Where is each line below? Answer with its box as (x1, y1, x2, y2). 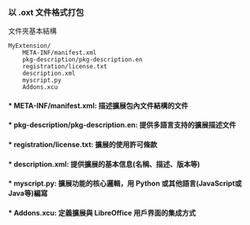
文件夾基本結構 (8, 26, 57, 36)
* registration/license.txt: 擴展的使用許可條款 (8, 140, 158, 149)
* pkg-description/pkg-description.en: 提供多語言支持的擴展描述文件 (8, 120, 237, 130)
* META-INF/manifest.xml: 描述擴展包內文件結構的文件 (8, 101, 188, 110)
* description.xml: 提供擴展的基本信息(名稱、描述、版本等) (8, 159, 200, 168)
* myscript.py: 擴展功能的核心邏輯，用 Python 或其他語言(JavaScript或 (8, 179, 242, 188)
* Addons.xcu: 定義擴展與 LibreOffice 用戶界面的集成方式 (8, 208, 196, 217)
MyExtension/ (8, 42, 51, 50)
